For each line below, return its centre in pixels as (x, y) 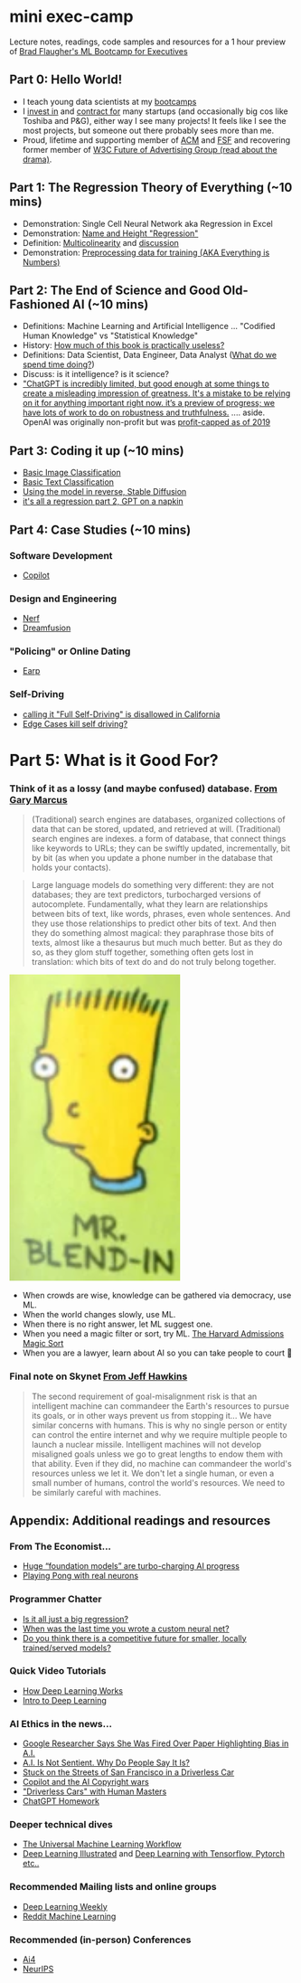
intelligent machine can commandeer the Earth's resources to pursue (160, 1406)
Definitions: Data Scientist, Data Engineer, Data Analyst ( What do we (150, 355)
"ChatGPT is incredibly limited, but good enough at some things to (146, 384)
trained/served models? (66, 1648)
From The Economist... (60, 1546)
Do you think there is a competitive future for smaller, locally (134, 1638)
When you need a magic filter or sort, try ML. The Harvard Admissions (153, 1334)
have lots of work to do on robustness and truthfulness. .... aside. (144, 412)
